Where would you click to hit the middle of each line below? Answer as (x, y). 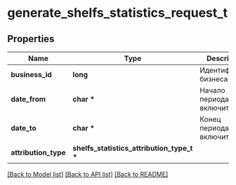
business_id (32, 75)
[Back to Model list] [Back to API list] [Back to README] (88, 174)
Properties (31, 39)
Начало (213, 90)
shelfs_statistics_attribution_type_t (133, 148)
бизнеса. (215, 79)
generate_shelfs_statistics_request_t (118, 13)
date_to (24, 128)
